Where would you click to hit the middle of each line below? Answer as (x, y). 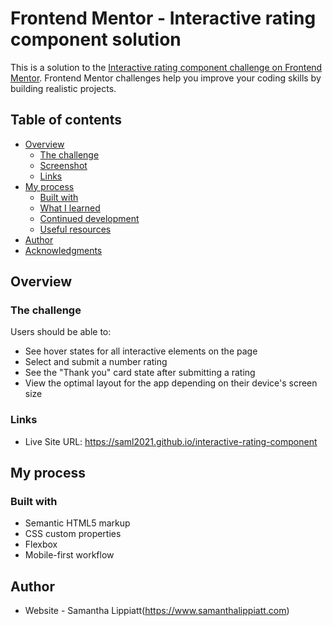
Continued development (89, 218)
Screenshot (63, 165)
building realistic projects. (63, 88)
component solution (96, 39)
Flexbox (41, 544)
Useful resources (75, 229)
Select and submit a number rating (96, 362)
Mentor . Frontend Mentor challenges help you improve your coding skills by (166, 78)
